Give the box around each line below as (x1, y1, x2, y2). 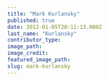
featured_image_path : (7, 56, 71, 63)
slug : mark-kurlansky (7, 63, 71, 70)
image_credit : (7, 50, 49, 57)
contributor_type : (7, 37, 61, 44)
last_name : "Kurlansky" (7, 30, 77, 37)
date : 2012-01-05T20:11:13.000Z (7, 23, 102, 30)
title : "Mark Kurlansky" (7, 10, 80, 18)
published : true (7, 17, 55, 24)
